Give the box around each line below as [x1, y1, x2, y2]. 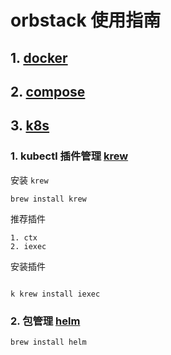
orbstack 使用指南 [10, 9, 162, 32]
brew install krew [10, 194, 87, 204]
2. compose [10, 83, 86, 100]
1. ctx [10, 232, 38, 243]
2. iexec [10, 241, 47, 251]
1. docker [10, 49, 68, 66]
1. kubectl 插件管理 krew [10, 149, 129, 163]
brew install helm [10, 337, 87, 347]
